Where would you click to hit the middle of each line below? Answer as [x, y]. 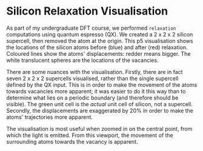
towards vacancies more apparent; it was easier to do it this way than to [96, 91]
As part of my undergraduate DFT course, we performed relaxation [91, 28]
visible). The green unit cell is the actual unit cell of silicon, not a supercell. [99, 104]
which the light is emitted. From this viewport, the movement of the [90, 135]
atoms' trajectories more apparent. [49, 117]
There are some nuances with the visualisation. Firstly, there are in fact [95, 72]
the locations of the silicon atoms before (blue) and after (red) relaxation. [97, 47]
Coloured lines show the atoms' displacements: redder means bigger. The [98, 53]
